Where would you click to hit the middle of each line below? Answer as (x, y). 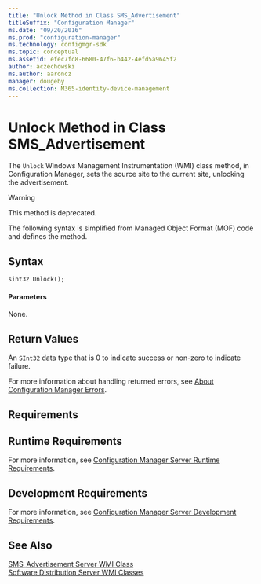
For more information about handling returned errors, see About (111, 381)
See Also (30, 545)
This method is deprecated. (53, 213)
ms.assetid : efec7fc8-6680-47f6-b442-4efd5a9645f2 (92, 60)
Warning (22, 198)
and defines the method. (48, 237)
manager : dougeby (36, 81)
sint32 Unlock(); (36, 280)
